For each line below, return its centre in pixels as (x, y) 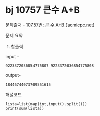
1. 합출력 (15, 46)
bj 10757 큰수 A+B (43, 10)
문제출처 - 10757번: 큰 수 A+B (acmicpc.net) (50, 25)
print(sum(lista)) (25, 108)
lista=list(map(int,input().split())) (46, 104)
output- (13, 75)
